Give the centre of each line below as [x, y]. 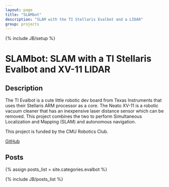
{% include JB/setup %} [30, 38]
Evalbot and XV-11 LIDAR [58, 69]
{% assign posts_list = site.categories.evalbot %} [56, 169]
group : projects [22, 24]
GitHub [13, 142]
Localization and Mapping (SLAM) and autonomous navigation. [71, 122]
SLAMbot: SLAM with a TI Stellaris [78, 59]
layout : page [19, 10]
